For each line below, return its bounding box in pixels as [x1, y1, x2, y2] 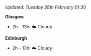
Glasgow [5, 14, 24, 19]
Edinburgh [5, 35, 27, 41]
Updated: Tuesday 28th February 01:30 [5, 4, 86, 10]
